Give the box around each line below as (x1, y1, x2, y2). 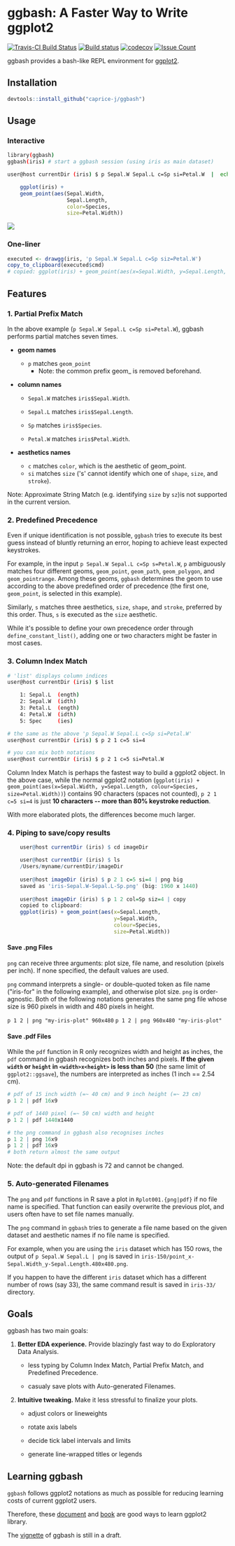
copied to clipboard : (20, 902, 83, 909)
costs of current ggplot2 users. (7, 1496, 97, 1505)
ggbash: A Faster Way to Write (7, 5, 189, 21)
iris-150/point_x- (141, 1253, 195, 1260)
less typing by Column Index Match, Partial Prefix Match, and (27, 1361, 204, 1369)
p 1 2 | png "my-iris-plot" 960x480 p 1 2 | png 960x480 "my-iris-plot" (7, 1018, 222, 1025)
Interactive (7, 135, 45, 145)
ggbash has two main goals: (7, 1327, 89, 1335)
